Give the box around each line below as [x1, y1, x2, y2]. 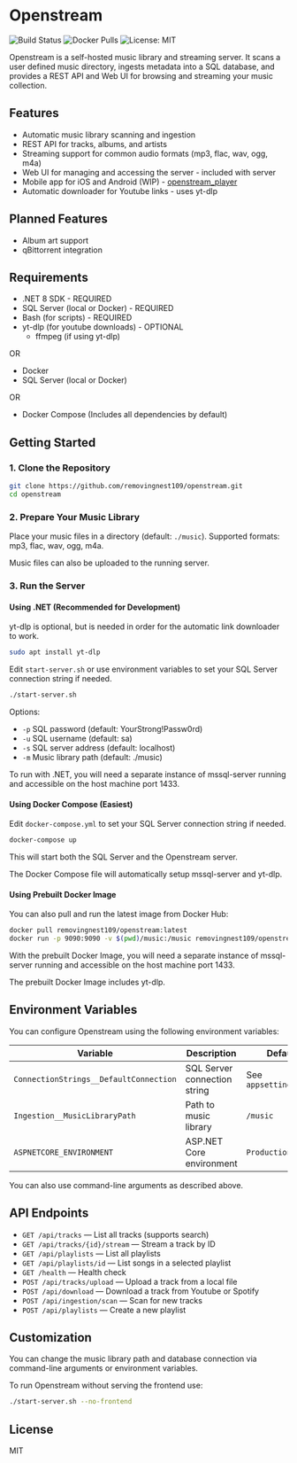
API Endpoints [9, 1206, 89, 1221]
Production [246, 1147, 292, 1157]
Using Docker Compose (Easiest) [9, 798, 133, 809]
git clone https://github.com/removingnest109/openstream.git [9, 482, 243, 491]
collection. [9, 80, 48, 90]
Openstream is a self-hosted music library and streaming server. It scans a [9, 51, 281, 62]
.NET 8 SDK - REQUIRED [21, 293, 112, 304]
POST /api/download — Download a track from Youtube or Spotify [21, 1286, 259, 1296]
